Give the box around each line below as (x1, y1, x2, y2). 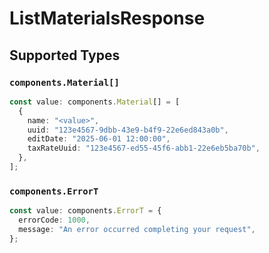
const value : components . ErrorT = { (9, 206, 162, 216)
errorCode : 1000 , (18, 215, 91, 226)
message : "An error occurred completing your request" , (18, 224, 256, 234)
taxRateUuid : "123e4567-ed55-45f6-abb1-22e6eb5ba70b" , (27, 143, 261, 154)
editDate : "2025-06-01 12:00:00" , (27, 134, 171, 144)
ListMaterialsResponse (9, 7, 206, 30)
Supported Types (9, 47, 121, 64)
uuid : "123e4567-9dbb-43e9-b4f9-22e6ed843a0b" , (27, 125, 229, 135)
